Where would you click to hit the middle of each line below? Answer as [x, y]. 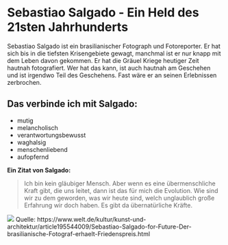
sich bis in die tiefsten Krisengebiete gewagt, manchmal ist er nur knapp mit [114, 53]
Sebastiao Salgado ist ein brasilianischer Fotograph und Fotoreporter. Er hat [114, 46]
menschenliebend [42, 149]
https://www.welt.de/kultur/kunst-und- [91, 219]
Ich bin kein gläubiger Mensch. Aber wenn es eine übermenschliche [119, 183]
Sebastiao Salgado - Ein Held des [103, 13]
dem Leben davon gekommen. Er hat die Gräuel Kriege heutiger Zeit [103, 60]
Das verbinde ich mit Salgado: [73, 104]
